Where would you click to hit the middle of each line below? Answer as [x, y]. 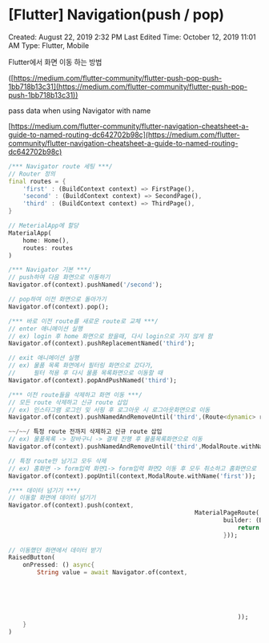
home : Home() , [46, 241]
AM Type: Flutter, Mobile [49, 45]
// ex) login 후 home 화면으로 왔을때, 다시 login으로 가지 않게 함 [110, 336]
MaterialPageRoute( [227, 513]
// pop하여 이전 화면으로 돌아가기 [57, 299]
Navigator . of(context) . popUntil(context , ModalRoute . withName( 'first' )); [132, 476]
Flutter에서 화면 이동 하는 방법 [55, 62]
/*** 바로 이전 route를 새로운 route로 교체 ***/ [83, 321]
